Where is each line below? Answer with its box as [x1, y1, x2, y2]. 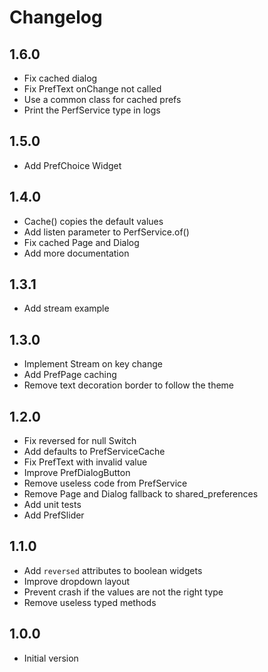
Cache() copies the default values [23, 215, 164, 227]
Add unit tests [23, 499, 82, 511]
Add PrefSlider [23, 509, 85, 521]
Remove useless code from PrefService [23, 477, 188, 490]
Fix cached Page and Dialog [23, 236, 140, 248]
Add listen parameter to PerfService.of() [23, 226, 190, 238]
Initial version [23, 652, 79, 664]
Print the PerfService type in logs [23, 104, 161, 116]
